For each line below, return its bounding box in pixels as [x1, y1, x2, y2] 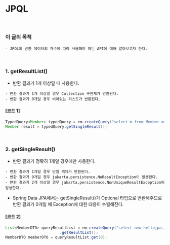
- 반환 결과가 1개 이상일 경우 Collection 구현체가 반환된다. [5, 91, 119, 96]
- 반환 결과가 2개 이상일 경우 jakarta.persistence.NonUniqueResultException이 [5, 180, 165, 185]
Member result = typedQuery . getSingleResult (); [5, 124, 108, 129]
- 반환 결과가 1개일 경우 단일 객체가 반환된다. [5, 169, 91, 174]
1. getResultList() [5, 68, 48, 75]
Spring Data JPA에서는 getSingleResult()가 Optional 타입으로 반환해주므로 [12, 195, 162, 201]
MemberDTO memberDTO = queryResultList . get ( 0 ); [5, 234, 108, 240]
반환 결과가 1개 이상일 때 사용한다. [12, 80, 79, 86]
